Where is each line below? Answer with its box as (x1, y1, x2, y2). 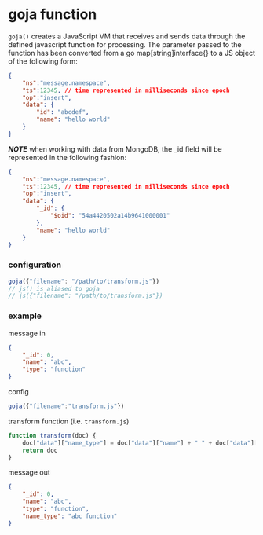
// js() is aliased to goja (8, 284, 100, 292)
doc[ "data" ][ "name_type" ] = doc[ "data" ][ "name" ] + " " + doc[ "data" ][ (22, 438, 258, 447)
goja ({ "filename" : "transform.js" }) (8, 402, 125, 410)
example (8, 310, 42, 321)
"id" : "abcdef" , (36, 108, 89, 116)
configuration (8, 259, 62, 270)
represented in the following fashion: (8, 152, 127, 162)
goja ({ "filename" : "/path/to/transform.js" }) (8, 277, 159, 285)
